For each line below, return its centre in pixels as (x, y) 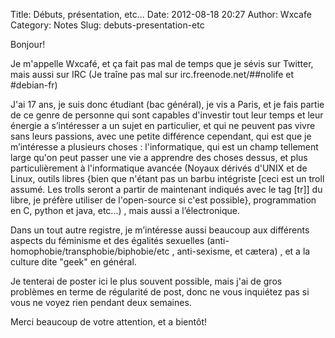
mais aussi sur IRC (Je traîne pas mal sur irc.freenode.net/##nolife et (152, 74)
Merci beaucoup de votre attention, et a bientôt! (108, 322)
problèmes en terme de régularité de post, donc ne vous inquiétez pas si (160, 292)
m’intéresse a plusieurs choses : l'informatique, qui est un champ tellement (164, 147)
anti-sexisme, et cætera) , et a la (243, 251)
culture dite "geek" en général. (73, 262)
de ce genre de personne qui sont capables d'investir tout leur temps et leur (167, 115)
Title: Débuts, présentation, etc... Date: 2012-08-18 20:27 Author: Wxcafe (161, 14)
